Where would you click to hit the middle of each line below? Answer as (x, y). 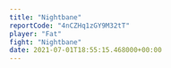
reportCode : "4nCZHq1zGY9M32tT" (69, 26)
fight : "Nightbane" (46, 42)
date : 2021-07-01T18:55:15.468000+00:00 (86, 50)
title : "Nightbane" (46, 17)
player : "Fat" (36, 34)
